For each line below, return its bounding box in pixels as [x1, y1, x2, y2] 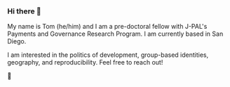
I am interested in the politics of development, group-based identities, [7, 51, 209, 59]
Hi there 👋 [7, 6, 42, 16]
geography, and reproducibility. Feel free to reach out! [7, 58, 163, 67]
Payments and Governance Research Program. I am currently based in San [7, 29, 224, 38]
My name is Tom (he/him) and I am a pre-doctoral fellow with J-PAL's [7, 22, 208, 31]
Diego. [7, 37, 27, 46]
